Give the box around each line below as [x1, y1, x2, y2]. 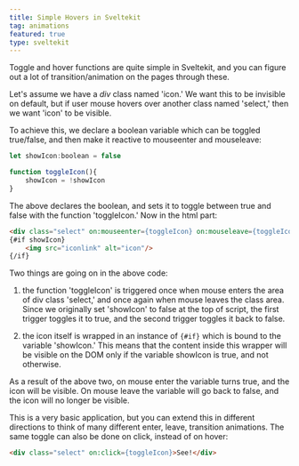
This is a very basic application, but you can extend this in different [9, 413, 255, 423]
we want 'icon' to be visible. [9, 108, 112, 118]
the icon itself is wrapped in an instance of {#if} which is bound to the [21, 331, 282, 341]
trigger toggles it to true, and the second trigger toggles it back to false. [21, 313, 286, 325]
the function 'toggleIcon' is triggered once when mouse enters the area [21, 285, 285, 296]
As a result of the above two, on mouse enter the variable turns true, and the [9, 376, 290, 387]
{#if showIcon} [9, 235, 66, 245]
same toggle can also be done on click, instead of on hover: [9, 431, 229, 442]
